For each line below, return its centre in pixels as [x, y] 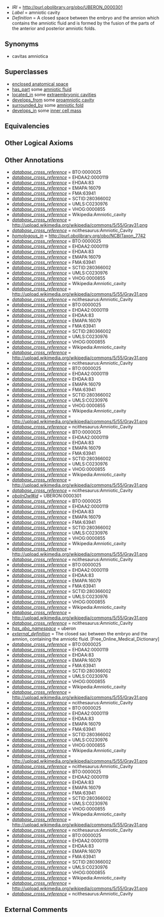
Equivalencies [27, 126]
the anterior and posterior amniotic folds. [54, 28]
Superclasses [26, 72]
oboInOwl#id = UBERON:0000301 [47, 496]
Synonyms [22, 44]
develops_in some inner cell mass [47, 110]
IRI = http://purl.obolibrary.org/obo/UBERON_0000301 [67, 7]
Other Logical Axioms [39, 143]
